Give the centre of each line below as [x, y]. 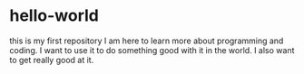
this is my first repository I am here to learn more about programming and [147, 41]
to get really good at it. [52, 60]
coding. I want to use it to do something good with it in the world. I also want [152, 50]
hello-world [54, 16]
